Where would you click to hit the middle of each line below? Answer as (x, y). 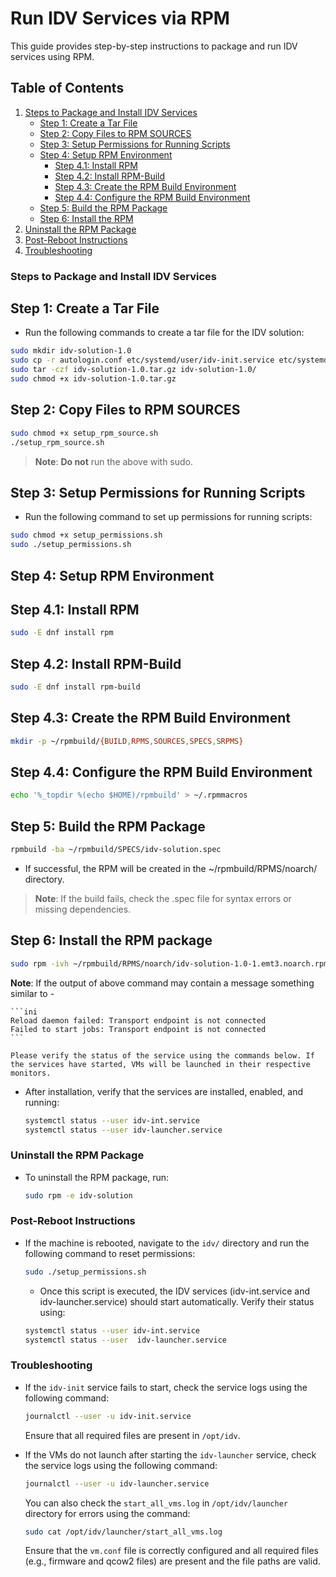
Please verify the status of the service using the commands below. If (162, 1055)
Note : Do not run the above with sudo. (114, 461)
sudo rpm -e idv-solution (78, 1195)
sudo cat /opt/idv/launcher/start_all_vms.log (123, 1532)
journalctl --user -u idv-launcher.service (117, 1483)
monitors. (31, 1073)
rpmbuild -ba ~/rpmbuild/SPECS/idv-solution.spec (116, 850)
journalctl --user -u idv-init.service (108, 1416)
